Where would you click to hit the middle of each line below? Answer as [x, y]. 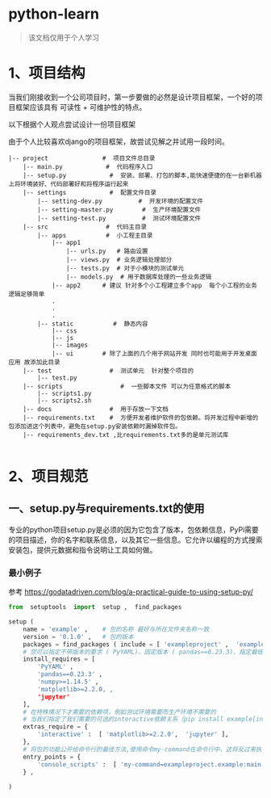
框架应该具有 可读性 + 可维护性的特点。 [81, 107]
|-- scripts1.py [65, 393]
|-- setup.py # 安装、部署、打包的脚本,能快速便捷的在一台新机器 [142, 175]
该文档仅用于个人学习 [63, 37]
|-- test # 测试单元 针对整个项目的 [108, 371]
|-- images [70, 345]
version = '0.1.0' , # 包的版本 [79, 636]
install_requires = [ [59, 659]
